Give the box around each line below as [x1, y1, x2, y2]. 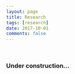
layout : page [6, 8, 38, 15]
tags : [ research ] [6, 20, 49, 25]
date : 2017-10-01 [6, 25, 49, 31]
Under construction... [6, 62, 70, 70]
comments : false [6, 31, 46, 37]
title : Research [6, 14, 46, 20]
